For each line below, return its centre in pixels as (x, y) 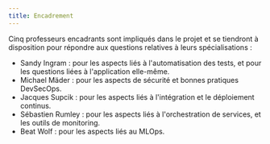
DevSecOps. (41, 88)
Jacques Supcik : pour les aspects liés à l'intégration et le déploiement (137, 97)
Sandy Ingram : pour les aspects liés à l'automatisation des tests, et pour (141, 63)
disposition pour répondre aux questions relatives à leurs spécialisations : (130, 47)
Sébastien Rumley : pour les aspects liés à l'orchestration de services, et (141, 114)
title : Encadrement (41, 16)
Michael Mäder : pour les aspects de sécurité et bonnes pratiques (129, 80)
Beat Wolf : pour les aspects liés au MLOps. (92, 131)
